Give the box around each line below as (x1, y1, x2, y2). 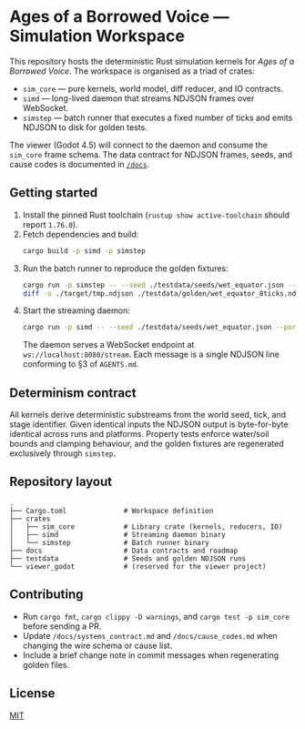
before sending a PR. (22, 621, 102, 632)
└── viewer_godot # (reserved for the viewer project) (9, 562, 267, 571)
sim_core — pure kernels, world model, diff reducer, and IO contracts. (22, 83, 284, 94)
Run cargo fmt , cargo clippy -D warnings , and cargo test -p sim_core (22, 611, 290, 622)
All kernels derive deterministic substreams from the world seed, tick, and (9, 410, 287, 420)
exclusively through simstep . (9, 448, 117, 459)
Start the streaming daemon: (22, 305, 130, 316)
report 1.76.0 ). (22, 218, 79, 229)
